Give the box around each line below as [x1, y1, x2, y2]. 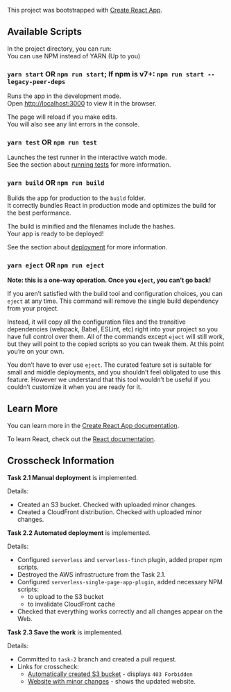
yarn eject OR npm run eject [7, 260, 105, 270]
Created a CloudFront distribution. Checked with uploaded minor [17, 507, 203, 516]
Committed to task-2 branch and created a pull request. [17, 654, 177, 663]
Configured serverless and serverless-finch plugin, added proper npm [17, 555, 223, 563]
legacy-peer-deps [7, 78, 66, 85]
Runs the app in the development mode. [7, 92, 121, 100]
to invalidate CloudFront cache [27, 600, 116, 608]
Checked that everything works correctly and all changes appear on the [17, 607, 223, 616]
